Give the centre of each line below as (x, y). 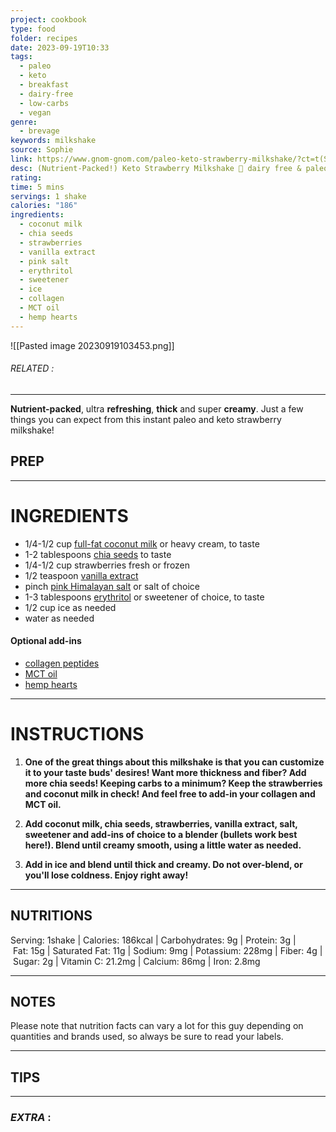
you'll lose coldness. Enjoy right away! (106, 875)
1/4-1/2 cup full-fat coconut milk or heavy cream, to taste (142, 543)
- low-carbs (44, 103)
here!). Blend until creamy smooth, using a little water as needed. (163, 845)
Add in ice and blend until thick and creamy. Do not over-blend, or (163, 864)
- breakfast (44, 85)
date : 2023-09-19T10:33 (60, 47)
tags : (21, 57)
